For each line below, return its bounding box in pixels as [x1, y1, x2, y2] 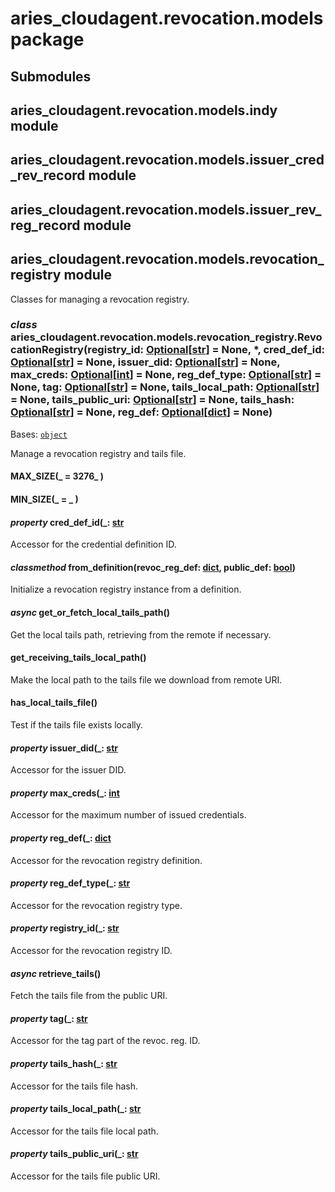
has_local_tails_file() [10, 697, 98, 709]
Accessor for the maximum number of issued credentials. [10, 809, 247, 821]
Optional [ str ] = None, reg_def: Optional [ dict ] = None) [10, 405, 273, 419]
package [10, 28, 85, 51]
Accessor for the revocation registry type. [10, 899, 183, 911]
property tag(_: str [10, 1012, 88, 1024]
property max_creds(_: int [10, 787, 120, 799]
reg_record [10, 217, 81, 234]
